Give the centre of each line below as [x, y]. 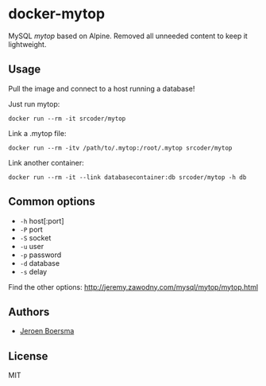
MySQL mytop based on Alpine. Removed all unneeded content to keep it [128, 36]
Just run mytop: [34, 103]
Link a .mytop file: [37, 133]
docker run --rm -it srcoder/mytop [67, 119]
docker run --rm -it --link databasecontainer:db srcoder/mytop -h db [127, 177]
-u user [32, 246]
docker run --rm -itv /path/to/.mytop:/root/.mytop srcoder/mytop [120, 148]
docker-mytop [57, 14]
